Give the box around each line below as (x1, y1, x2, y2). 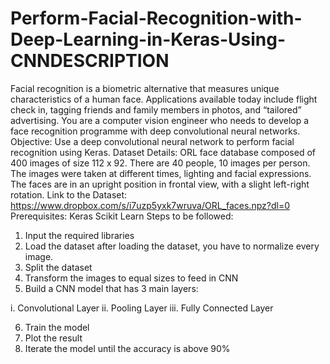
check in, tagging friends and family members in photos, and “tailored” (10, 103, 302, 116)
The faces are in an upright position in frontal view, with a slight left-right (10, 178, 310, 190)
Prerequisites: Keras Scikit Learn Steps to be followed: (10, 210, 234, 222)
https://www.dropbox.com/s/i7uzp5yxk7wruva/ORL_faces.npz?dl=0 (10, 199, 290, 211)
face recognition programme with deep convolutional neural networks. (10, 125, 301, 137)
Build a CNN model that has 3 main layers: (24, 282, 199, 294)
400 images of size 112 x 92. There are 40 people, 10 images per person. (10, 157, 311, 169)
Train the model (24, 321, 90, 333)
